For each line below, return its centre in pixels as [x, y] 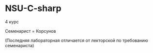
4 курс [12, 22]
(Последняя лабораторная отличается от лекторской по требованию [77, 40]
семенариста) [20, 45]
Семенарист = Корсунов [31, 31]
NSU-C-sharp [33, 8]
